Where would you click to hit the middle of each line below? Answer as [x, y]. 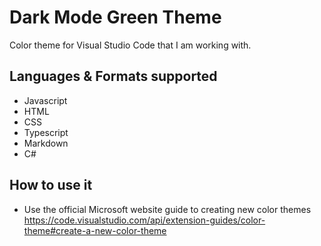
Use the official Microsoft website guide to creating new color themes [167, 209]
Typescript [46, 132]
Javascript [45, 100]
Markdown [46, 143]
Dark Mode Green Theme [115, 17]
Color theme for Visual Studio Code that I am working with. [130, 45]
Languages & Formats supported [113, 76]
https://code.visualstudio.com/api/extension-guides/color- [144, 220]
